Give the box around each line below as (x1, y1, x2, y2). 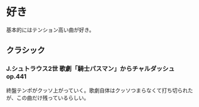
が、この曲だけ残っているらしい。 (6, 94, 90, 101)
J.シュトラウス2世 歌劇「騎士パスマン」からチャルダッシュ (6, 65, 175, 73)
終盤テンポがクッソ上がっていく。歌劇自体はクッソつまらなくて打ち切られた (6, 87, 193, 94)
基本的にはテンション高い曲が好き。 (6, 26, 95, 33)
